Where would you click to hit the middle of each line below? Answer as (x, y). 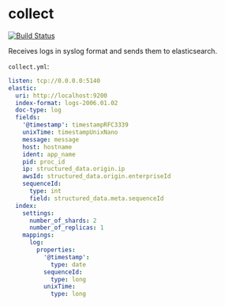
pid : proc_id (44, 162)
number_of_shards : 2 (63, 221)
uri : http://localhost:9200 (62, 96)
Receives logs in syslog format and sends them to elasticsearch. (113, 51)
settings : (39, 213)
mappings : (39, 235)
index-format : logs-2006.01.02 (67, 103)
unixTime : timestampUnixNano (70, 132)
